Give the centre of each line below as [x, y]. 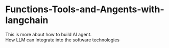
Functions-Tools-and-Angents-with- [85, 9]
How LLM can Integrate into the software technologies [63, 40]
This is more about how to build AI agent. [49, 34]
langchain [27, 20]
